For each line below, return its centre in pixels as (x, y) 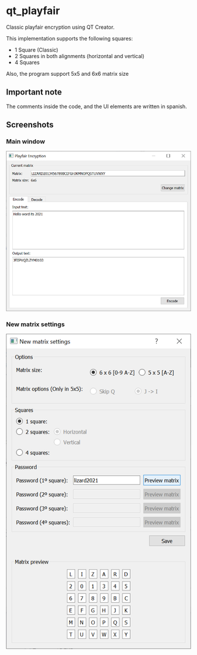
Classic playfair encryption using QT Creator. (60, 27)
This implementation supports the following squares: (69, 38)
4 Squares (27, 62)
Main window (26, 142)
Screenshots (30, 125)
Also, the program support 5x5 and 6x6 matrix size (67, 73)
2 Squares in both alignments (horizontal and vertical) (79, 56)
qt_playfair (33, 11)
